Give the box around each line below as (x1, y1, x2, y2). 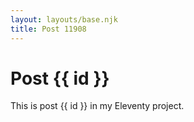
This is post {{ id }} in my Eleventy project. (10, 100, 185, 112)
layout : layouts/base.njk (10, 14, 118, 25)
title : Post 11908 (10, 24, 87, 34)
